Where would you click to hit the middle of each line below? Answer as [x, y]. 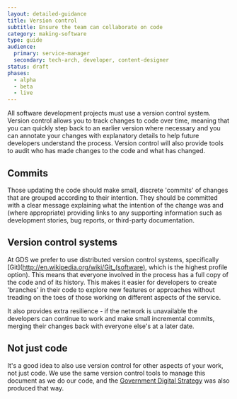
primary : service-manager [52, 54]
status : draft [28, 67]
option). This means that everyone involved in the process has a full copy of [118, 274]
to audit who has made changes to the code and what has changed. [106, 151]
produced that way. [36, 388]
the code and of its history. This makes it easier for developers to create [112, 282]
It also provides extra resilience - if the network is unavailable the [103, 311]
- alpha [25, 80]
